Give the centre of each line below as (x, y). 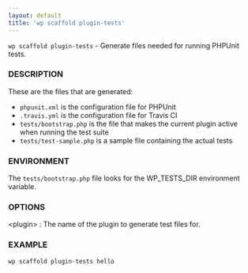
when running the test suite (64, 132)
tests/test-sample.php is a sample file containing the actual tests (126, 140)
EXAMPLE (28, 245)
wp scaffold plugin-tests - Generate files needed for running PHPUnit (124, 45)
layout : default (35, 15)
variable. (23, 187)
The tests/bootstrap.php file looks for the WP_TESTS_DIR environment (124, 178)
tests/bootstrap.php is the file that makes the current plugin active (129, 123)
